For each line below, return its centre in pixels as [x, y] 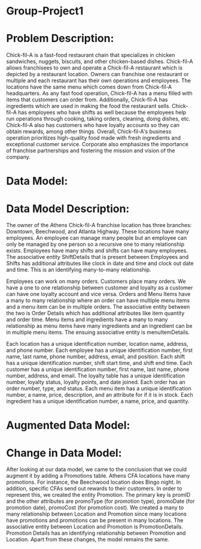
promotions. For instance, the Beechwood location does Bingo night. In [94, 482]
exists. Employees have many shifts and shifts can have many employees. [97, 251]
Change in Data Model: [64, 453]
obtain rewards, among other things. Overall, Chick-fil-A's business [89, 132]
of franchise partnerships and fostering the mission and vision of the [91, 150]
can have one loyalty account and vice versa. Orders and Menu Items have [98, 294]
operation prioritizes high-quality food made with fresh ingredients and [94, 138]
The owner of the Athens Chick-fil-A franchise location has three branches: [99, 225]
